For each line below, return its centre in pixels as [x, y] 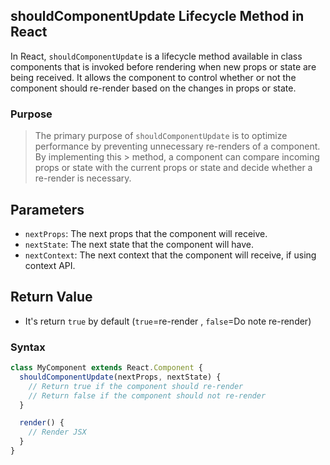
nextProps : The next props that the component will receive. [146, 233]
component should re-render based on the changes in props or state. [153, 88]
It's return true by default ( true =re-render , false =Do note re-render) [168, 321]
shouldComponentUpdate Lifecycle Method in [157, 16]
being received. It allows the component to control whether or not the [153, 77]
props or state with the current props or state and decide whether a [173, 168]
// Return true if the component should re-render [136, 386]
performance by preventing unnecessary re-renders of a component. [177, 146]
